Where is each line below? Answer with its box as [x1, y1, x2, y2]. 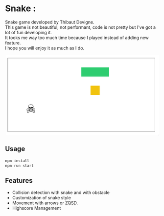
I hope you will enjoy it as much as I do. [5, 45, 85, 51]
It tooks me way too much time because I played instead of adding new [5, 35, 149, 41]
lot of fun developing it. [5, 29, 52, 35]
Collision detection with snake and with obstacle [12, 189, 110, 195]
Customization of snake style [12, 194, 71, 200]
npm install [5, 158, 29, 163]
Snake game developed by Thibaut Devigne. [5, 19, 94, 25]
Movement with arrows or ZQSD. [12, 200, 78, 206]
